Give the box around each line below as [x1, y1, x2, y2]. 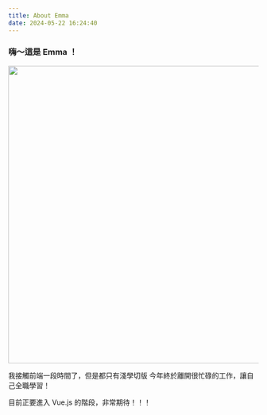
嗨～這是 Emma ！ [8, 47, 78, 58]
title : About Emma [8, 11, 69, 20]
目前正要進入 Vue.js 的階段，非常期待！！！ [8, 398, 151, 407]
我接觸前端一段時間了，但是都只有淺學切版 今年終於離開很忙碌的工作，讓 [8, 371, 247, 380]
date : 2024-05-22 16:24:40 [8, 19, 98, 27]
